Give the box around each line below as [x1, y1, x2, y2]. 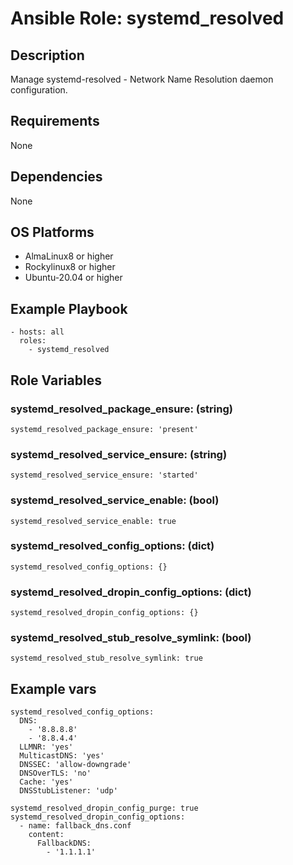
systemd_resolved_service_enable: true [10, 516, 177, 526]
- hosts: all [10, 327, 65, 337]
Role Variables [10, 372, 102, 389]
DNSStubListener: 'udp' [19, 786, 118, 796]
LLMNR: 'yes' [19, 742, 74, 752]
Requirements [10, 113, 100, 130]
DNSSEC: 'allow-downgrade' [19, 760, 132, 770]
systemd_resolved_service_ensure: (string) [10, 447, 228, 461]
